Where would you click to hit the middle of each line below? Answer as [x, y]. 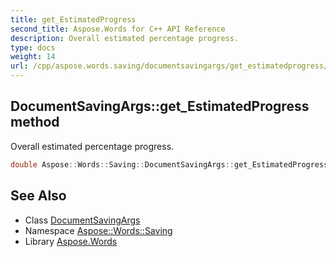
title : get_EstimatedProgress [73, 19]
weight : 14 [33, 57]
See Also [38, 196]
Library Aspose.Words [71, 241]
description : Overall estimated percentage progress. [125, 38]
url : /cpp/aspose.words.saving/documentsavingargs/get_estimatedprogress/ [169, 66]
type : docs [33, 47]
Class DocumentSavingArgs [82, 220]
